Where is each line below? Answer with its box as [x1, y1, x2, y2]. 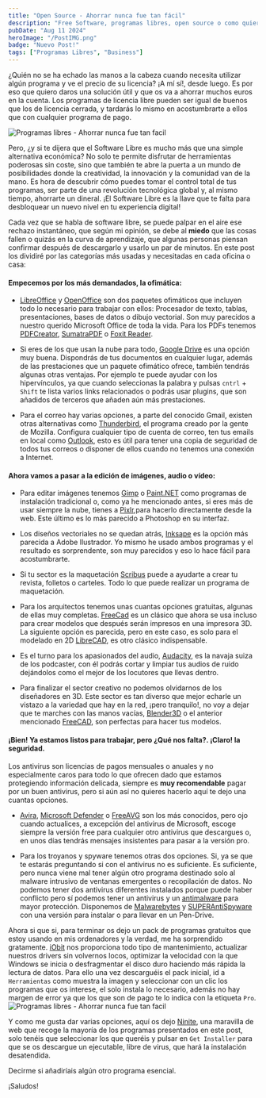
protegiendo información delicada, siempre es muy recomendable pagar [8, 778, 247, 788]
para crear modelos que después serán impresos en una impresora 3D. [19, 619, 253, 628]
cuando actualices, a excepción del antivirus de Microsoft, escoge [19, 819, 236, 828]
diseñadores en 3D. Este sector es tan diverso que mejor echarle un [19, 692, 241, 701]
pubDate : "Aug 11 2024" [8, 26, 87, 34]
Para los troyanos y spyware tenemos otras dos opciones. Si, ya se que [19, 850, 253, 861]
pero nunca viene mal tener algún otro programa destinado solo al [19, 868, 236, 877]
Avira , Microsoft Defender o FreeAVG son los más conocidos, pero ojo [19, 810, 248, 820]
